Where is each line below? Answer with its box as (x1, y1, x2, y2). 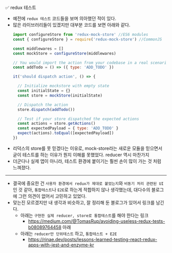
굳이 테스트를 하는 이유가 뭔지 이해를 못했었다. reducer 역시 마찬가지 (12, 151, 149, 158)
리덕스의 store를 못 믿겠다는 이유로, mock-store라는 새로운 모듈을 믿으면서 (12, 145, 163, 151)
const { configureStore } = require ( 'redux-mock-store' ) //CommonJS (12, 36, 162, 42)
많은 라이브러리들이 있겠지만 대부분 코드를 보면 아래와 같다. (12, 22, 131, 28)
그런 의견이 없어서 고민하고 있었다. (18, 193, 87, 199)
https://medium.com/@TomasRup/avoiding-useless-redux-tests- (28, 218, 165, 224)
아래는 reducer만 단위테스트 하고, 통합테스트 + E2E (20, 230, 117, 237)
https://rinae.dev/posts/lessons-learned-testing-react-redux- (28, 236, 158, 242)
